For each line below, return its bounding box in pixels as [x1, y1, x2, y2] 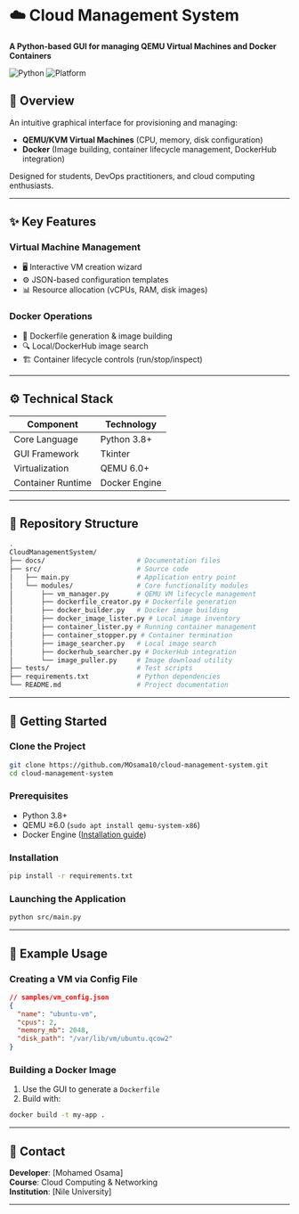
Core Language [13, 432, 78, 445]
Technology [105, 418, 158, 431]
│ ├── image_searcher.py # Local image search [9, 639, 217, 648]
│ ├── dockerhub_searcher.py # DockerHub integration [9, 647, 238, 656]
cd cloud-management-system [9, 768, 114, 778]
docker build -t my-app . [9, 1111, 105, 1120]
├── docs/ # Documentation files [9, 556, 221, 565]
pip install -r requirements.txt [9, 872, 133, 881]
